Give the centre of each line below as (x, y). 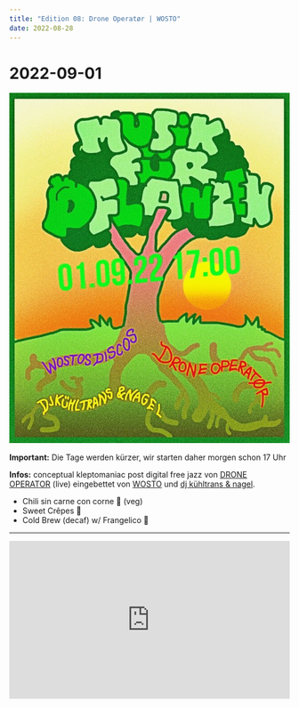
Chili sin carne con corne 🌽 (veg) (82, 502)
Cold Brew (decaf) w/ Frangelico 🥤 (85, 520)
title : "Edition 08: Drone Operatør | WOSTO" (95, 19)
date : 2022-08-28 (41, 28)
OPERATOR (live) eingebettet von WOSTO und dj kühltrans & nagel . (132, 484)
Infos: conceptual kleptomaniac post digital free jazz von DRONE (128, 475)
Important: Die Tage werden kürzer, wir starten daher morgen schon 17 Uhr (148, 457)
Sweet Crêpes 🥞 (52, 511)
